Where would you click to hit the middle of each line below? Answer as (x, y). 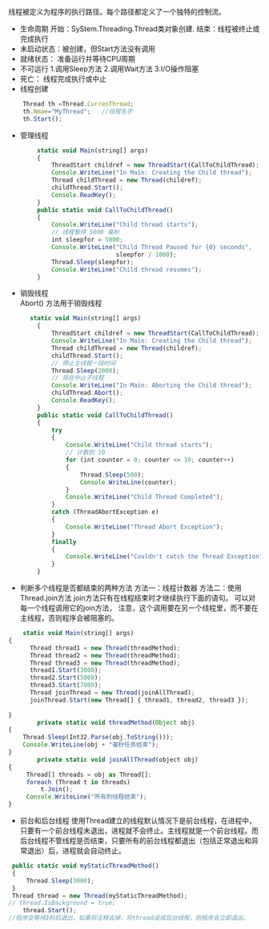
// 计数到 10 (85, 452)
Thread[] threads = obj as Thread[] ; (89, 774)
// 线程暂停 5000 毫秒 (85, 232)
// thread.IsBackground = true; (62, 903)
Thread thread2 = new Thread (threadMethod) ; (105, 655)
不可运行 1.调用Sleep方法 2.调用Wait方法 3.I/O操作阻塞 (109, 69)
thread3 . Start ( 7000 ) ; (66, 686)
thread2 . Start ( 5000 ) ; (66, 678)
